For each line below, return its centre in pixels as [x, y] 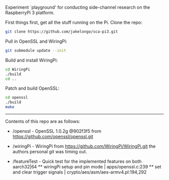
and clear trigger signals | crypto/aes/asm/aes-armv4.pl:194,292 [79, 172]
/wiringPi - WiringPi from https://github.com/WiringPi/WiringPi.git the [84, 146]
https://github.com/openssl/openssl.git [53, 136]
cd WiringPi [18, 69]
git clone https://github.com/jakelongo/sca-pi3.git [62, 32]
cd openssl [17, 98]
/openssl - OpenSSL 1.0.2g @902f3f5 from [57, 131]
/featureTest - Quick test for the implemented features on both [77, 161]
